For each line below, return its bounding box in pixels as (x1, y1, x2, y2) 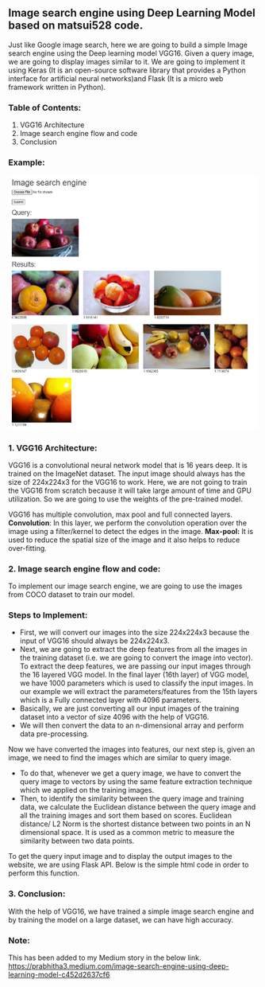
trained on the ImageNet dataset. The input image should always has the (8, 469, 246, 478)
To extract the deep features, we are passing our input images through (19, 661, 252, 671)
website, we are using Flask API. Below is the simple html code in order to (8, 860, 249, 870)
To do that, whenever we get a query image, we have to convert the (19, 768, 242, 778)
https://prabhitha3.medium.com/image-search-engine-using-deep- (8, 962, 229, 971)
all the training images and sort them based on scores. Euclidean (19, 811, 232, 821)
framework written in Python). (8, 82, 106, 92)
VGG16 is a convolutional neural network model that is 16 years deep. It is (8, 460, 248, 470)
